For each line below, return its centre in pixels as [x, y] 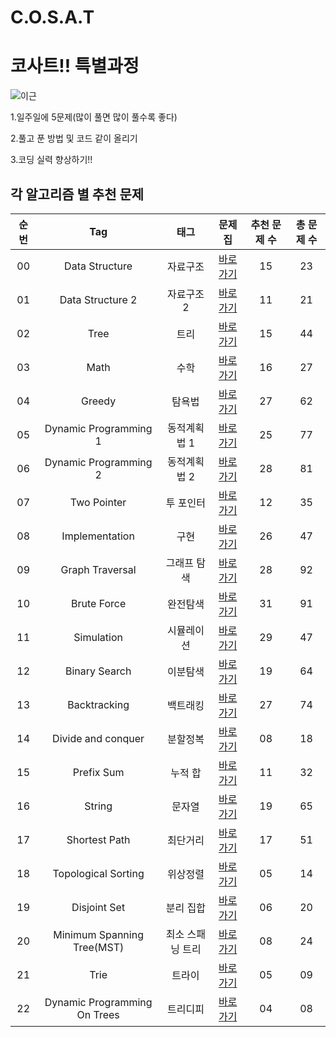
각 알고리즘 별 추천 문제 [77, 194]
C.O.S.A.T [52, 17]
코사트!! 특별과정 [75, 66]
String [98, 806]
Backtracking [98, 704]
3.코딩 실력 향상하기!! [51, 160]
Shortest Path [98, 839]
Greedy [99, 401]
